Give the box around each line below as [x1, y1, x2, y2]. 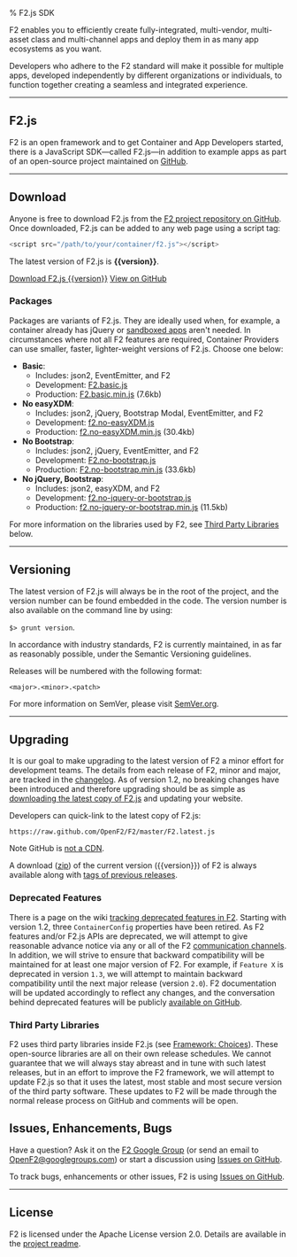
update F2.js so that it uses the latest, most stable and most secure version [9, 1076, 283, 1088]
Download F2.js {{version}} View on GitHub [9, 273, 167, 283]
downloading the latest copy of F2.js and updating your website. [9, 793, 243, 804]
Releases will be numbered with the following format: [9, 665, 202, 676]
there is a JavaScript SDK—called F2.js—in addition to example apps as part [9, 146, 287, 157]
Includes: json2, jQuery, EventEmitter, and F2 [34, 445, 199, 455]
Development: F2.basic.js [34, 379, 128, 390]
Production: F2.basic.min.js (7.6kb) [34, 389, 162, 400]
